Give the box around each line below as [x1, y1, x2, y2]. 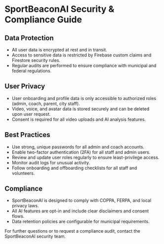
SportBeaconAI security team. [4, 234, 66, 240]
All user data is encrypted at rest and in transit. [11, 47, 107, 52]
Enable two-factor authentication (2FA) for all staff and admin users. [11, 149, 151, 155]
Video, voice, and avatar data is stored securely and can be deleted [11, 105, 149, 112]
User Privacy [4, 82, 45, 91]
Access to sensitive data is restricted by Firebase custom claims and [11, 52, 152, 58]
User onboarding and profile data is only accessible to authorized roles [11, 95, 157, 101]
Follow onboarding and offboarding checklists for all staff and [11, 165, 137, 171]
